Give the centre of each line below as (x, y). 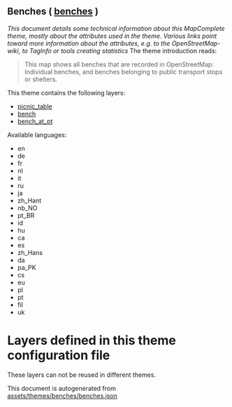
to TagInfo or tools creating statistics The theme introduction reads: (119, 50)
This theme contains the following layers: (66, 92)
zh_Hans (30, 252)
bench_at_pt (35, 121)
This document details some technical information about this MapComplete (116, 28)
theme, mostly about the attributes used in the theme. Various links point (112, 36)
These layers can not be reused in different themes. (81, 375)
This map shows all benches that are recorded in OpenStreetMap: (119, 64)
